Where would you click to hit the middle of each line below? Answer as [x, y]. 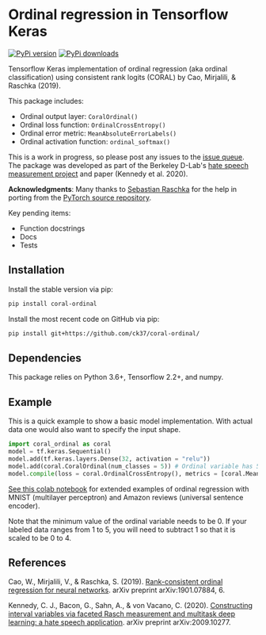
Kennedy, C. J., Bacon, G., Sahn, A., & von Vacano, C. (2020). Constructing [131, 606]
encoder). [24, 506]
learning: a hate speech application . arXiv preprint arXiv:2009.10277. [120, 622]
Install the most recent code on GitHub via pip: [84, 319]
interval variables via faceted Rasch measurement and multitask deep [122, 614]
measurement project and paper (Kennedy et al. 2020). [98, 174]
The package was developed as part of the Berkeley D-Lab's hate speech [129, 165]
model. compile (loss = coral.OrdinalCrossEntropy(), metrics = [113, 473]
